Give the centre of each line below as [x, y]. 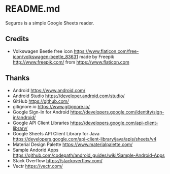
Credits [17, 39]
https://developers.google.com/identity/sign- [117, 112]
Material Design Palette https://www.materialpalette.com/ [73, 144]
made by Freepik [97, 56]
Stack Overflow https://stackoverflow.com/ [57, 160]
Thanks [18, 78]
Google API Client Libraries [41, 123]
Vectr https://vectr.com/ [38, 166]
